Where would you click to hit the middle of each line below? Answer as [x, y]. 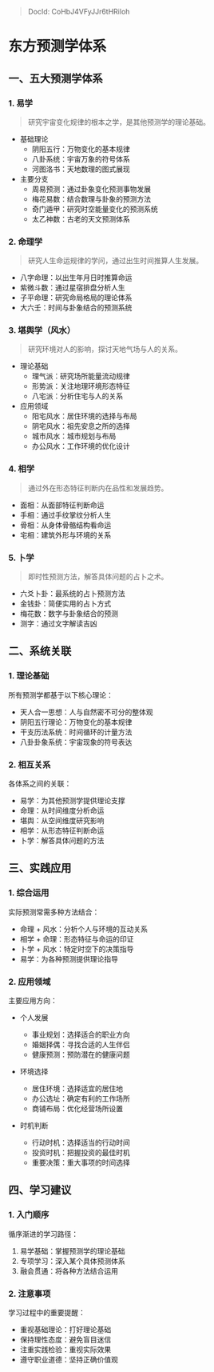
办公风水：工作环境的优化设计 [81, 446]
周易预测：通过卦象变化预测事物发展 [91, 189]
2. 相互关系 [30, 765]
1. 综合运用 [29, 893]
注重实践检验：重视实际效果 [65, 1350]
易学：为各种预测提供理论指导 [69, 958]
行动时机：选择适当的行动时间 [81, 1142]
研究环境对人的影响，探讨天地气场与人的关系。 [105, 349]
